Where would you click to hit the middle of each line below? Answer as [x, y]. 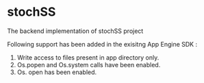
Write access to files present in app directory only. [88, 57]
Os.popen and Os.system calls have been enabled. [89, 64]
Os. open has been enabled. [57, 72]
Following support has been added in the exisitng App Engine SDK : [102, 44]
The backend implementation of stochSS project [75, 31]
